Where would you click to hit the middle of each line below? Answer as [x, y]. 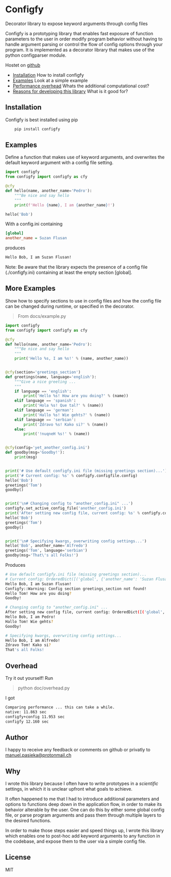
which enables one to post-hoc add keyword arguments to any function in [83, 836]
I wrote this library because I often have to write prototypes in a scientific [82, 783]
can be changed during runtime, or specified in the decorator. [70, 306]
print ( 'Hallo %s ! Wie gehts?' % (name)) [67, 415]
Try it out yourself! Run [29, 678]
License [18, 857]
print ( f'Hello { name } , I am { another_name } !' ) [65, 205]
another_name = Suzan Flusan [36, 238]
